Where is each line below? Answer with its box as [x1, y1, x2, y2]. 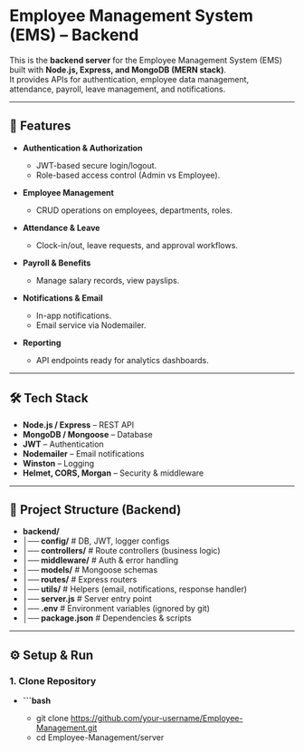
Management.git [35, 722, 98, 734]
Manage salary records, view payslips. [35, 275, 180, 285]
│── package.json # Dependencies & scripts [22, 612, 192, 623]
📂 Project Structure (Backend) [9, 502, 182, 517]
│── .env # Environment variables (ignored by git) [22, 603, 210, 614]
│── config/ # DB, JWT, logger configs [22, 535, 170, 546]
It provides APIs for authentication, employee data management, [9, 73, 250, 84]
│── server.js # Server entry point [22, 593, 152, 604]
